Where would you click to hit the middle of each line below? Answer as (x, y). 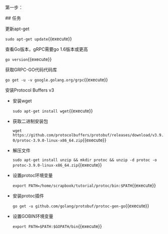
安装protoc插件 (28, 196)
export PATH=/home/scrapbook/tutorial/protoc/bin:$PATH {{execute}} (84, 185)
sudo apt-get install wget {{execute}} (53, 111)
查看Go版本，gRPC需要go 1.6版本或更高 (47, 49)
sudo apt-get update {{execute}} (38, 39)
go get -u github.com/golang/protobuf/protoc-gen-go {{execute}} (81, 206)
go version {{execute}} (28, 59)
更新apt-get (17, 29)
